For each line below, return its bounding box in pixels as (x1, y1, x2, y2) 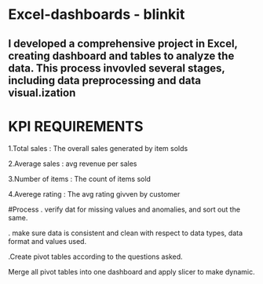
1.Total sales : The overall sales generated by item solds (8, 143, 188, 153)
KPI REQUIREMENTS (8, 117, 144, 135)
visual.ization (8, 86, 76, 99)
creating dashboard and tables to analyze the (8, 49, 235, 62)
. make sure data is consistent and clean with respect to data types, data (8, 228, 243, 238)
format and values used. (8, 236, 87, 245)
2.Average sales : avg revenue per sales (8, 159, 137, 168)
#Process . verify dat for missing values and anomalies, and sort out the (8, 205, 241, 214)
